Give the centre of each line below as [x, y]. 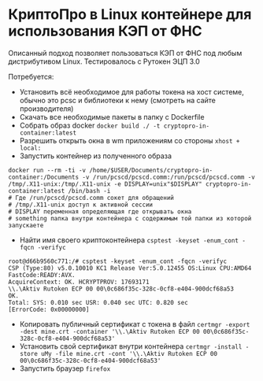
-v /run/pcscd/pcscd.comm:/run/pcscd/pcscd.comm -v [169, 177]
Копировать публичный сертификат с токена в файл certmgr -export [135, 324]
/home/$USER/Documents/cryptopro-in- [151, 170]
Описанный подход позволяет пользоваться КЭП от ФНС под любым [125, 53]
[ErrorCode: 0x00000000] [49, 309]
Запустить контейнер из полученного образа [95, 156]
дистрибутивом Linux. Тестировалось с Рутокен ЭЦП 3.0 [104, 61]
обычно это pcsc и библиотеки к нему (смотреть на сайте [118, 100]
